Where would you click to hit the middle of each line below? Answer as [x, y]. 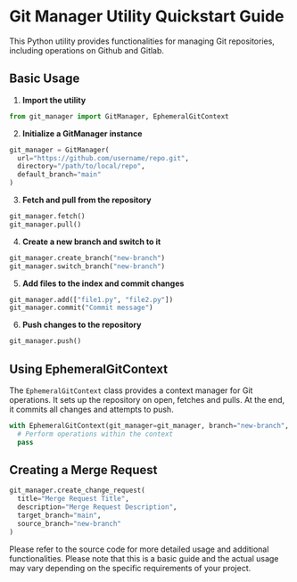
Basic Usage [45, 79]
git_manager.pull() [45, 225]
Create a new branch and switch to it [91, 242]
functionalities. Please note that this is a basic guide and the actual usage [144, 558]
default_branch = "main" [59, 175]
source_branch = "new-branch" [70, 523]
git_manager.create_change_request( [77, 491]
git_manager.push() [45, 341]
